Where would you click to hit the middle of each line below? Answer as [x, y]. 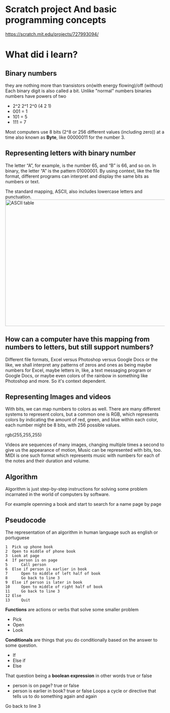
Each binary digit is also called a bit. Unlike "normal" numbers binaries [78, 91]
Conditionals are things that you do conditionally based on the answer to [81, 640]
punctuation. [18, 196]
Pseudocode [26, 520]
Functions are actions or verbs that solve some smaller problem [72, 609]
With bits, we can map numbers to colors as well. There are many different [83, 409]
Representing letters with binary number [71, 153]
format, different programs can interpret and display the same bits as [77, 176]
